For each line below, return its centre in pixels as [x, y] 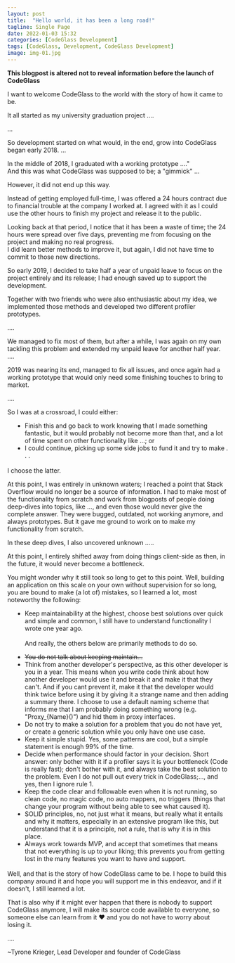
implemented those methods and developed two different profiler [102, 306]
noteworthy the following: [44, 599]
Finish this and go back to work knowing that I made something [116, 426]
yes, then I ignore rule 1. [59, 784]
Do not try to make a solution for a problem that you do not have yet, [123, 724]
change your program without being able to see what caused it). [117, 806]
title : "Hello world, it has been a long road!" [81, 20]
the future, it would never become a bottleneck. [76, 563]
